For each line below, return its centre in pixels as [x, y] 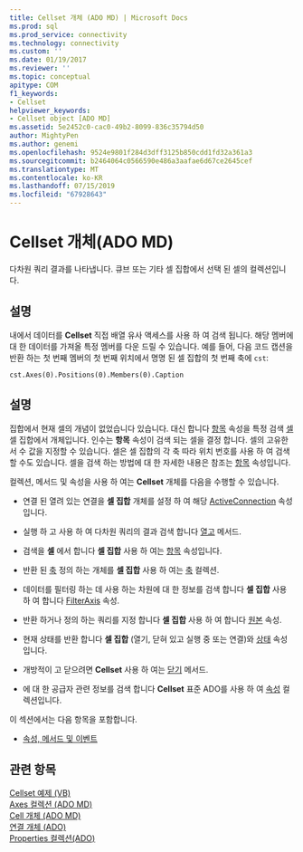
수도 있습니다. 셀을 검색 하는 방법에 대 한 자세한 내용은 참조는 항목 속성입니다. [155, 462]
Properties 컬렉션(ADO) [52, 838]
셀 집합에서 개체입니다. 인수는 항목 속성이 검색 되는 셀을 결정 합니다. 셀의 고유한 [149, 439]
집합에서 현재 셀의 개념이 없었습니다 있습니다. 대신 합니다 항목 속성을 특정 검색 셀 [151, 428]
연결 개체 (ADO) [38, 827]
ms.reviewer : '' [40, 69]
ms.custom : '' [36, 52]
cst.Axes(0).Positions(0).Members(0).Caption [96, 375]
